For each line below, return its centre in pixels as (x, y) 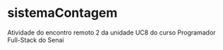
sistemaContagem (62, 13)
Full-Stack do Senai (36, 39)
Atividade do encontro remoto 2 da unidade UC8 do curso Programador (112, 32)
